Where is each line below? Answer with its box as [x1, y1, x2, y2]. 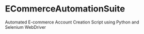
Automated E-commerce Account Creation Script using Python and [5, 19, 140, 25]
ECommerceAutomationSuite [5, 3, 125, 14]
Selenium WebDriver [5, 24, 46, 30]
